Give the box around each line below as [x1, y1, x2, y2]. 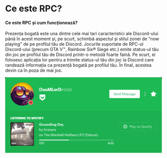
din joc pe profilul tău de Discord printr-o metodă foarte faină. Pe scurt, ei [5, 52, 156, 57]
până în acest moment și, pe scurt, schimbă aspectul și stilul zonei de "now [5, 36, 159, 42]
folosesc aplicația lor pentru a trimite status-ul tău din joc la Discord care [5, 57, 154, 63]
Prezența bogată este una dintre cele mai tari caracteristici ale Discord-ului [5, 31, 159, 37]
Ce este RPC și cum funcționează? [5, 19, 78, 25]
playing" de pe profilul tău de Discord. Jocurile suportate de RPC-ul [5, 41, 144, 47]
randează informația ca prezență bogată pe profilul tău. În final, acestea [5, 62, 152, 68]
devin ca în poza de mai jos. [5, 67, 63, 73]
